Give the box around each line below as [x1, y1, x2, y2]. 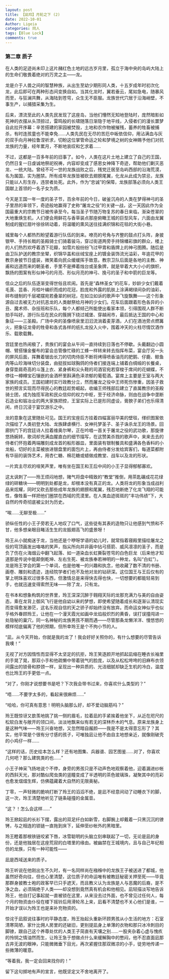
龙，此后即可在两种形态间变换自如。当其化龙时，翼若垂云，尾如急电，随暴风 [5, 88, 164, 95]
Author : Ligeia [5, 21, 37, 27]
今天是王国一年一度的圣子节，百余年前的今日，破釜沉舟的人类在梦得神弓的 [5, 196, 159, 202]
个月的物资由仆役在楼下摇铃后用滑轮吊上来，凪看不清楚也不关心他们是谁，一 [5, 899, 164, 905]
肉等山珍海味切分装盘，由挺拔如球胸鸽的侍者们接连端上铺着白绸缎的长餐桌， [5, 360, 164, 366]
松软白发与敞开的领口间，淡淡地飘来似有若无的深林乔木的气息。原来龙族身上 [5, 719, 164, 725]
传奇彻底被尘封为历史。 [18, 499, 67, 505]
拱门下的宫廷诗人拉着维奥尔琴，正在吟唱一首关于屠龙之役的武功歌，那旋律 [9, 427, 164, 433]
